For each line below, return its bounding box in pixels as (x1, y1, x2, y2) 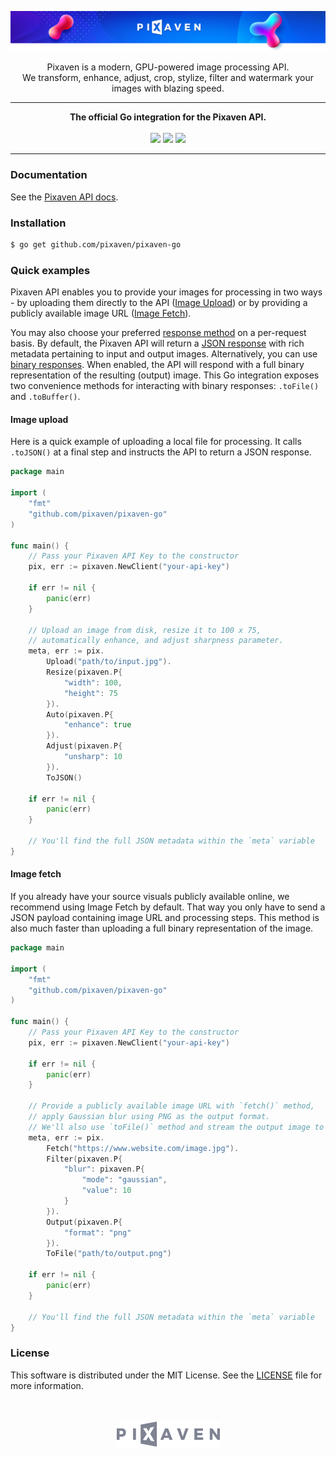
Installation (10, 216, 67, 230)
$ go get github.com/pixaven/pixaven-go (10, 240, 182, 250)
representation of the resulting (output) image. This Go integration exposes (10, 369, 320, 381)
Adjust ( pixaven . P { (46, 741, 123, 751)
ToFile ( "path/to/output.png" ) (46, 1249, 172, 1259)
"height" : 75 (63, 688, 118, 698)
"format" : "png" (63, 1227, 132, 1238)
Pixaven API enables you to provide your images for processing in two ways (10, 286, 323, 298)
